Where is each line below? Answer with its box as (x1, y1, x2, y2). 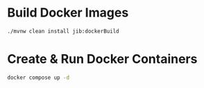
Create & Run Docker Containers (7, 51, 198, 67)
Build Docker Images (7, 5, 129, 21)
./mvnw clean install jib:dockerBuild (7, 28, 119, 35)
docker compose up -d (7, 74, 70, 81)
